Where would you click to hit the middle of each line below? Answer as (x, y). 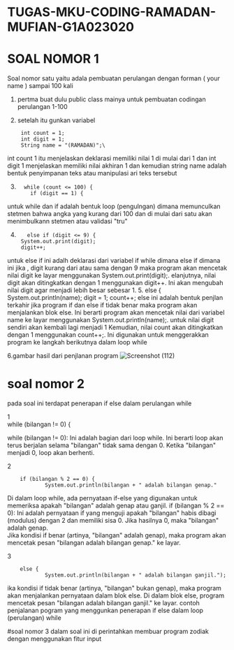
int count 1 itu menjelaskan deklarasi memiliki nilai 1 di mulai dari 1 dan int (112, 159)
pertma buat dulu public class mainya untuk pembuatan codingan (111, 99)
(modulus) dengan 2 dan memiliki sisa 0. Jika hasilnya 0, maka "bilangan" (113, 521)
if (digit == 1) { (57, 194)
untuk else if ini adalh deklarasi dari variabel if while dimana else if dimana (114, 261)
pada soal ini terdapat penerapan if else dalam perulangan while (100, 403)
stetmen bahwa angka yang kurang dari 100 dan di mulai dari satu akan (110, 214)
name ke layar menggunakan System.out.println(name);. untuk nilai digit (111, 320)
